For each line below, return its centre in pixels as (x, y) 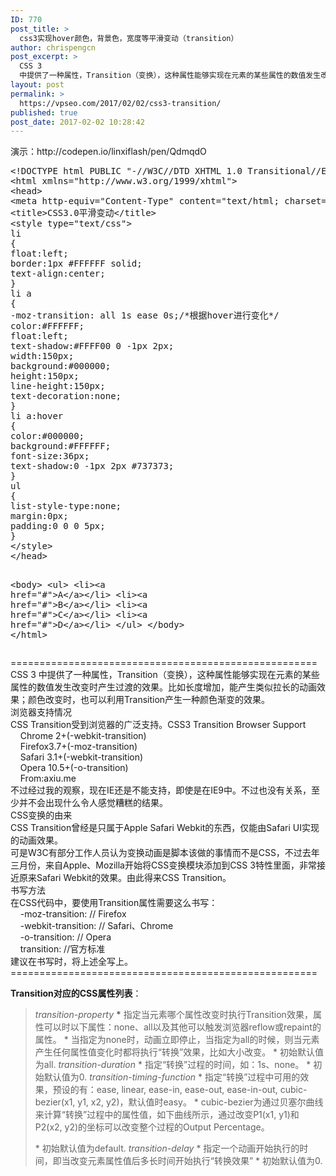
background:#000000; (61, 366)
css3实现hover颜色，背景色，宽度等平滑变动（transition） (129, 38)
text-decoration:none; (66, 396)
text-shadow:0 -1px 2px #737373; (92, 466)
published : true (44, 112)
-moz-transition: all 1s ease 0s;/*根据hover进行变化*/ (145, 315)
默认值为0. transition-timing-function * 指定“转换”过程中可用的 (172, 1077)
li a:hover (37, 416)
